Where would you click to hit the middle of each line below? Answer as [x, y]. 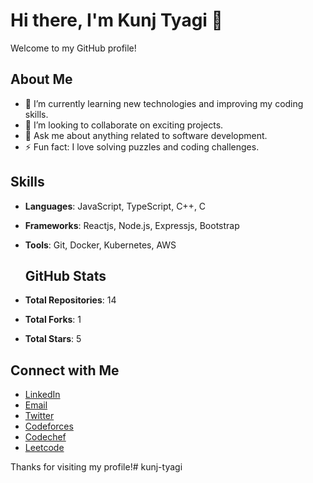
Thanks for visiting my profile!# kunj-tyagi [96, 467]
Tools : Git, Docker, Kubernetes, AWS [100, 245]
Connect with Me [65, 370]
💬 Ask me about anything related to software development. [146, 135]
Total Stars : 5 [53, 339]
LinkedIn [42, 395]
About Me [41, 79]
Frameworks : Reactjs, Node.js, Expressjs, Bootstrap [132, 225]
